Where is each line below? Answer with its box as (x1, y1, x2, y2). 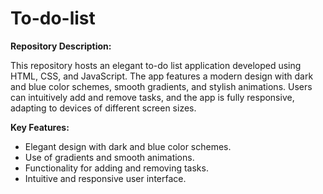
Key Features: (10, 121, 70, 133)
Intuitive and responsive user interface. (24, 172, 187, 184)
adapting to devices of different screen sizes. (10, 102, 197, 114)
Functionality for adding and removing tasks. (24, 162, 209, 174)
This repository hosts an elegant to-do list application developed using (10, 59, 302, 71)
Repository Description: (10, 40, 112, 52)
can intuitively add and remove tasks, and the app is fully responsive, (10, 91, 295, 103)
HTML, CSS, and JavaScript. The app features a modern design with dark (10, 70, 314, 82)
